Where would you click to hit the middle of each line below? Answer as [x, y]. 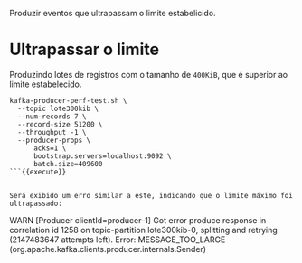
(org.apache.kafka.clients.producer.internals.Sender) [108, 249]
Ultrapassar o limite [85, 50]
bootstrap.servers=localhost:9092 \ [102, 156]
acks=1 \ [50, 148]
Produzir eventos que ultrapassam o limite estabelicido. [113, 13]
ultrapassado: [36, 203]
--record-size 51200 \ [60, 124]
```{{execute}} [38, 172]
